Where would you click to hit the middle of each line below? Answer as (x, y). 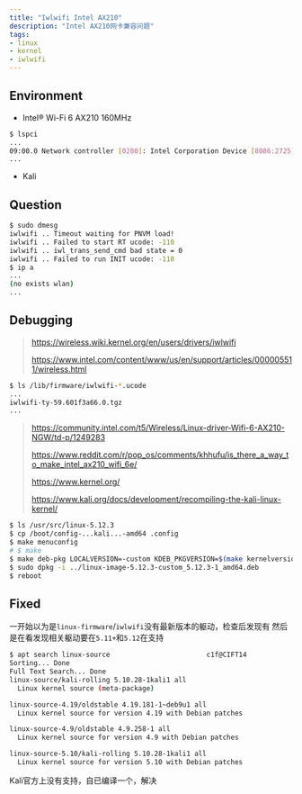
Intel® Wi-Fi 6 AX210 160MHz (77, 117)
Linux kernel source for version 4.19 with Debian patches (130, 713)
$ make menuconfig (44, 542)
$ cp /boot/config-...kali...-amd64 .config (94, 534)
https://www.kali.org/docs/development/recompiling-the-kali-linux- (156, 500)
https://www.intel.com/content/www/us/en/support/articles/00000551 (161, 359)
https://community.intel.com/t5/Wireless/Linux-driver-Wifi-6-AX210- (158, 428)
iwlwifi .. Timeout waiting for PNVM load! (92, 234)
